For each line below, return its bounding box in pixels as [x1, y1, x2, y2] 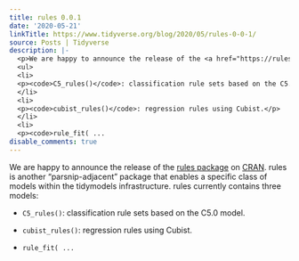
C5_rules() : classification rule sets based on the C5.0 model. [21, 207, 246, 218]
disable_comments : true [9, 137, 98, 146]
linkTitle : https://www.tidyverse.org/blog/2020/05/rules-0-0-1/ [9, 29, 256, 38]
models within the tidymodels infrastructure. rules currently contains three [9, 180, 282, 192]
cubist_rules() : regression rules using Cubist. [21, 224, 193, 235]
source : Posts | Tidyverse [9, 37, 109, 47]
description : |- [9, 46, 69, 55]
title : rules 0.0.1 [9, 12, 82, 22]
